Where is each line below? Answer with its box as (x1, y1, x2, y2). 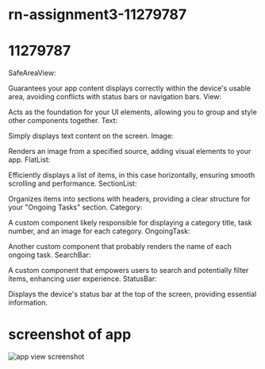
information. (8, 298, 48, 307)
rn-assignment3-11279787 (8, 6, 187, 24)
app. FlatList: (8, 155, 51, 164)
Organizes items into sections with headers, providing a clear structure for (8, 194, 252, 204)
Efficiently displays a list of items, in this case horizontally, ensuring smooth (8, 171, 255, 180)
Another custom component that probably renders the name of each (8, 242, 232, 252)
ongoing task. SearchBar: (8, 250, 91, 259)
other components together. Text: (8, 116, 118, 125)
